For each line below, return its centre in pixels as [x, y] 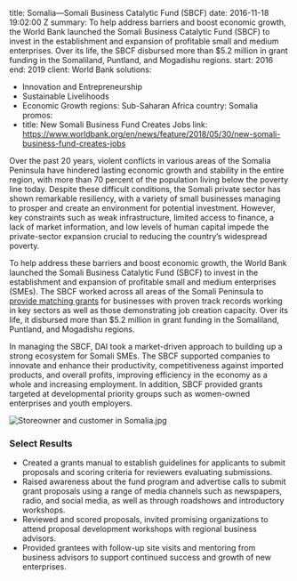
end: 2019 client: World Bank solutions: [80, 69]
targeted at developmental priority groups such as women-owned [130, 394]
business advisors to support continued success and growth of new [146, 557]
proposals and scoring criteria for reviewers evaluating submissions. [147, 472]
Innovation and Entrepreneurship [82, 87]
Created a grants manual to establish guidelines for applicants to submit [154, 463]
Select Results [41, 443]
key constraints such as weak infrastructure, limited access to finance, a [141, 218]
